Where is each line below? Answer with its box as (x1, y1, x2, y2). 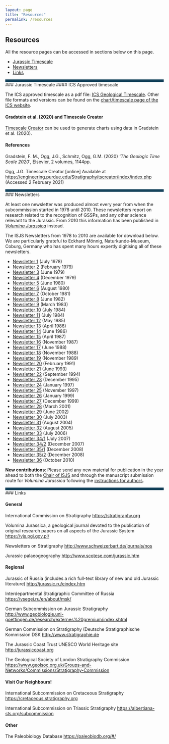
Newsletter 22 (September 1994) (12, 371, 80, 377)
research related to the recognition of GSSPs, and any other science (5, 212, 147, 218)
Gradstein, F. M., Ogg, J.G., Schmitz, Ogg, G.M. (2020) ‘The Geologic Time (5, 153, 160, 159)
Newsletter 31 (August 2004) (12, 419, 73, 425)
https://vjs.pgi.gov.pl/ (5, 533, 49, 539)
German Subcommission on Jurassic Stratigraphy (5, 606, 108, 612)
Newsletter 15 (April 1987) (12, 333, 66, 339)
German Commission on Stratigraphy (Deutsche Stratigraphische (5, 626, 140, 632)
